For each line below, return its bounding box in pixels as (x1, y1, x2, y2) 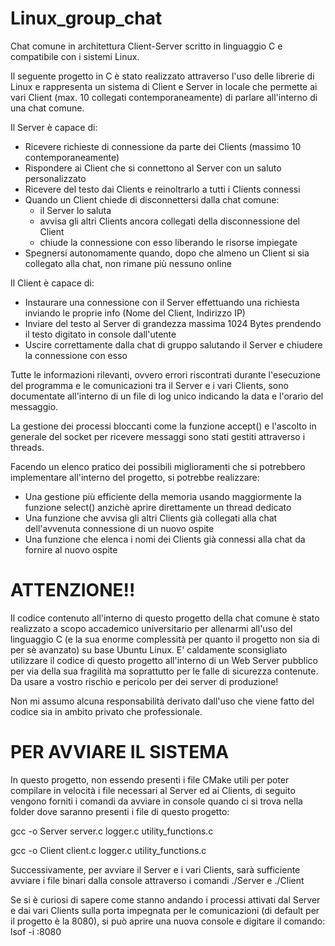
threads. (10, 441, 45, 453)
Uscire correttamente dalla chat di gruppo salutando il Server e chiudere (24, 338, 323, 351)
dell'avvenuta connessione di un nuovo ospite (24, 522, 215, 534)
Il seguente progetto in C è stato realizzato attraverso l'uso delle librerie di (10, 70, 315, 82)
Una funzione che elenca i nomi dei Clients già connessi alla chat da (24, 533, 306, 545)
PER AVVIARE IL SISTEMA (10, 741, 230, 764)
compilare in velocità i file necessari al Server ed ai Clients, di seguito (10, 784, 296, 796)
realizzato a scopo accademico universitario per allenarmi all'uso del (10, 622, 293, 634)
